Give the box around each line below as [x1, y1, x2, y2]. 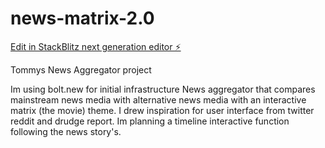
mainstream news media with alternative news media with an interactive [10, 93, 307, 106]
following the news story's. [10, 125, 122, 137]
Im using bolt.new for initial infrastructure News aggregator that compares [10, 83, 316, 95]
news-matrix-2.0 [10, 7, 155, 30]
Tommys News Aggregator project [10, 63, 152, 76]
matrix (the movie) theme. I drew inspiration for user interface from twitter [10, 104, 315, 116]
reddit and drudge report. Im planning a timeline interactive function [10, 115, 290, 127]
